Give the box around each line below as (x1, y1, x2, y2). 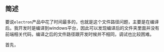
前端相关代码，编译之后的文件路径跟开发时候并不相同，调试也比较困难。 (5, 31, 154, 37)
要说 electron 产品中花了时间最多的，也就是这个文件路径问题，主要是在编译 (5, 19, 159, 25)
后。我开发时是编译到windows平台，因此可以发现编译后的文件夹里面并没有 (5, 25, 159, 31)
